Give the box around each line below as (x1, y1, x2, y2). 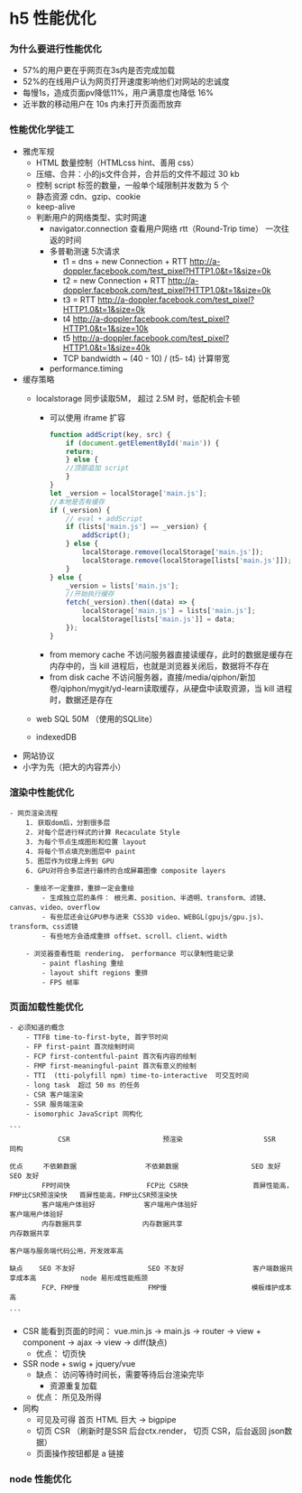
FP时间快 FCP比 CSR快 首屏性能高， (41, 1182, 294, 1191)
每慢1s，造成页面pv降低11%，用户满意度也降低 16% (22, 88, 215, 98)
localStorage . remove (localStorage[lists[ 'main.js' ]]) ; (81, 556, 292, 565)
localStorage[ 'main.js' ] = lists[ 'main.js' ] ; (81, 607, 256, 616)
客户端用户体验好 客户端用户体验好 (41, 1201, 198, 1210)
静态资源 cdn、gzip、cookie (35, 190, 142, 201)
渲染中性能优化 (9, 786, 75, 799)
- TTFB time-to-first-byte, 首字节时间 (25, 1033, 169, 1043)
